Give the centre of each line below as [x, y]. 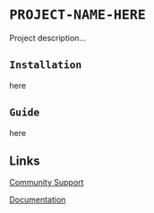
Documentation [38, 200]
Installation [46, 65]
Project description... [48, 38]
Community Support [47, 183]
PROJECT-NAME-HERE [77, 15]
